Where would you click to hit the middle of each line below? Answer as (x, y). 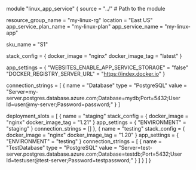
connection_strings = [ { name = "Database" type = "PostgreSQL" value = (97, 85)
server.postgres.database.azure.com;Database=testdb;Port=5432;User (94, 154)
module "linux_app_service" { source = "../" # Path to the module (86, 9)
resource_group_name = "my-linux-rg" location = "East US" (79, 20)
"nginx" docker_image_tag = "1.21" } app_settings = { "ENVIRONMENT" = (96, 122)
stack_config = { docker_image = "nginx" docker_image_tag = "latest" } (94, 56)
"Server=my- (22, 92)
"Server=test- (136, 148)
